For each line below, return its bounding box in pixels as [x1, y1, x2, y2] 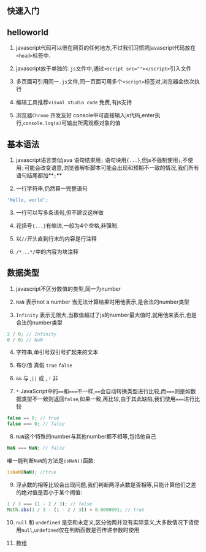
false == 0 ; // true [7, 415, 60, 421]
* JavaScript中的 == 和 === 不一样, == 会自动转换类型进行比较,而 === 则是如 [15, 388, 191, 395]
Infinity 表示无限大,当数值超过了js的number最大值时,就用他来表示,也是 [15, 311, 197, 318]
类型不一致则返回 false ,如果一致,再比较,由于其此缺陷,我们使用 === [21, 395, 185, 403]
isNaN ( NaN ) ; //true [7, 469, 57, 475]
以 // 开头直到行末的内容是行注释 [15, 235, 97, 242]
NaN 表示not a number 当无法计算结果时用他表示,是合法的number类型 [15, 298, 189, 305]
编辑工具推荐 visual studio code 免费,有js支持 [15, 99, 132, 106]
